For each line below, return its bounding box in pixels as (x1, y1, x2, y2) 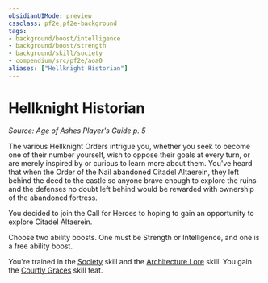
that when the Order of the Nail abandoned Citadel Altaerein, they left (8, 167, 240, 177)
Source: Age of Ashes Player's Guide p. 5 (8, 126, 146, 135)
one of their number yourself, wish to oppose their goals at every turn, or (8, 150, 251, 160)
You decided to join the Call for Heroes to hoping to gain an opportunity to (8, 208, 254, 218)
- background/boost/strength (8, 42, 107, 50)
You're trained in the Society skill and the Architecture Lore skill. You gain (8, 256, 253, 266)
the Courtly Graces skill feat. (8, 265, 103, 275)
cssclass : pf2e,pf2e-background (8, 19, 117, 27)
